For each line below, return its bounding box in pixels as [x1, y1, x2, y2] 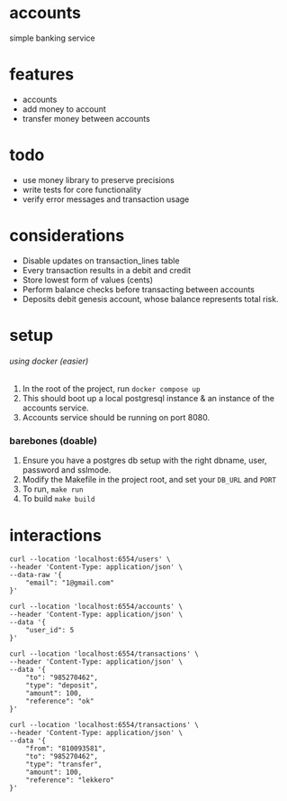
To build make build [22, 493, 95, 504]
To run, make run [22, 483, 84, 494]
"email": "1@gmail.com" [25, 578, 115, 588]
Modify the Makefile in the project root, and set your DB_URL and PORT [22, 474, 277, 485]
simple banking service [9, 32, 96, 43]
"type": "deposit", [25, 681, 99, 690]
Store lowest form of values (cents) [22, 274, 154, 285]
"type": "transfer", [25, 760, 103, 769]
